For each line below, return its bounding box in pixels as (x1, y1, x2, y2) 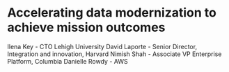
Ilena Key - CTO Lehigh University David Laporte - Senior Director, (7, 42, 197, 51)
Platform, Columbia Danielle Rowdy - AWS (7, 57, 128, 65)
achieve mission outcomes (7, 19, 166, 35)
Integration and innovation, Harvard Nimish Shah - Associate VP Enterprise (7, 50, 222, 58)
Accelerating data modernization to (7, 5, 217, 21)
